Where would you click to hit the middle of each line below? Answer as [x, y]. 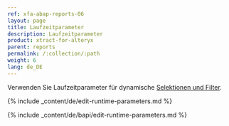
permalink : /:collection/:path [54, 54]
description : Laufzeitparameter [55, 34]
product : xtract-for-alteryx [50, 41]
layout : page [27, 21]
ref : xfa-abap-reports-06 [46, 14]
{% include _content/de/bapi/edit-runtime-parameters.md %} [97, 115]
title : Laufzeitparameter [46, 27]
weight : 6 [22, 61]
